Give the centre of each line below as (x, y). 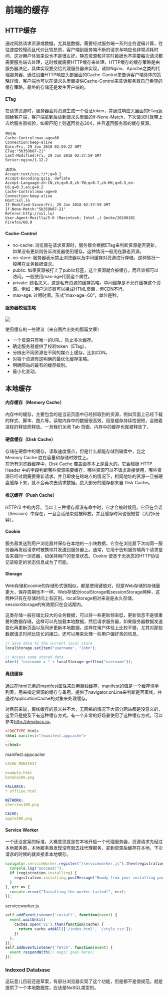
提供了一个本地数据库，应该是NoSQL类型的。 (52, 987)
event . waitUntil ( (28, 920)
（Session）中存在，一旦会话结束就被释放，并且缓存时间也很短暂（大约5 (80, 513)
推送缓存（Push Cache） (31, 495)
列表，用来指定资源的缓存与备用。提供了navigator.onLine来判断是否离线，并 (84, 692)
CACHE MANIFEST (21, 764)
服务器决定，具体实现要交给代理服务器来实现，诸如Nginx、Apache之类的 (80, 68)
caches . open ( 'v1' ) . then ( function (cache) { (59, 925)
